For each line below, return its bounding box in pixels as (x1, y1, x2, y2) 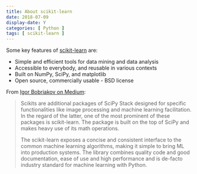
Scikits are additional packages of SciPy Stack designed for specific (20, 100, 186, 107)
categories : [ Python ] (6, 25, 65, 31)
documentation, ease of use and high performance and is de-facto (20, 155, 183, 162)
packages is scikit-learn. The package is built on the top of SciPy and (20, 119, 190, 126)
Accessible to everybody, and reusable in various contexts (14, 64, 157, 71)
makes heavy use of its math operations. (20, 125, 120, 132)
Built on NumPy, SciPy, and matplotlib (14, 71, 106, 78)
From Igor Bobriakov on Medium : (6, 88, 86, 96)
